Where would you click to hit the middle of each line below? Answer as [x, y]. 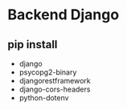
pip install [33, 45]
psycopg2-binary [48, 72]
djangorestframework [55, 81]
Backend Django [63, 15]
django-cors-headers [55, 89]
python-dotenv [44, 98]
